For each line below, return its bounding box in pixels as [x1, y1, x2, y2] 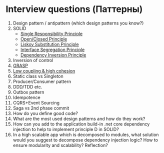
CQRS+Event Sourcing [12, 99, 59, 105]
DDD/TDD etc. [12, 83, 42, 89]
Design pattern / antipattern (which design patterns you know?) [12, 20, 144, 26]
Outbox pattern [12, 89, 44, 95]
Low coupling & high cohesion [12, 67, 75, 73]
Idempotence [12, 94, 40, 100]
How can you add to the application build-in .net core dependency [12, 121, 150, 127]
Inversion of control [12, 57, 53, 63]
